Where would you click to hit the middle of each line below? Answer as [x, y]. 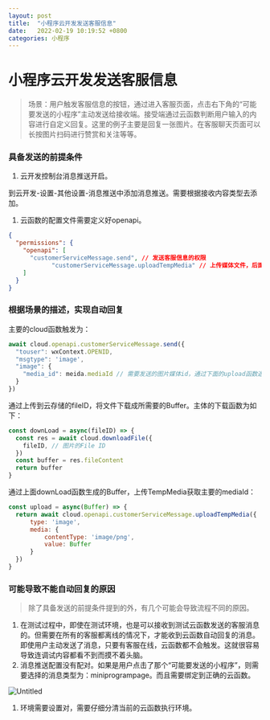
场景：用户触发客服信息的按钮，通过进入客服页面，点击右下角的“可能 [142, 104]
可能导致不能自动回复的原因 [62, 589]
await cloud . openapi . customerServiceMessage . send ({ [96, 344]
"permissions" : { [45, 243]
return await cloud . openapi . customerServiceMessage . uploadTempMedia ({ [136, 514]
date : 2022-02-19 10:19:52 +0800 [68, 31]
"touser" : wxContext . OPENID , [64, 352]
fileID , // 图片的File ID [64, 446]
